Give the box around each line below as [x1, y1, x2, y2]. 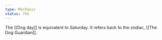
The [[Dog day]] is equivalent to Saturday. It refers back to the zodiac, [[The [5, 24, 157, 30]
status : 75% [5, 11, 29, 16]
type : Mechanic [5, 7, 36, 12]
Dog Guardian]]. [5, 30, 37, 35]
